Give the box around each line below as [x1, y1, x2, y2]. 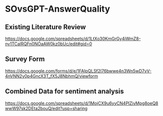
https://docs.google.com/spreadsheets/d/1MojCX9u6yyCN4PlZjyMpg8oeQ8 [5, 100, 159, 106]
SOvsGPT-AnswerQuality [5, 3, 110, 15]
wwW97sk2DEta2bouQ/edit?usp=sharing [5, 105, 88, 111]
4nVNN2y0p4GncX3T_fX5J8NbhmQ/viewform [5, 73, 98, 79]
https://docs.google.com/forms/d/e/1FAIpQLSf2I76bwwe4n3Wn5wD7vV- [5, 68, 152, 74]
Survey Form [5, 55, 45, 63]
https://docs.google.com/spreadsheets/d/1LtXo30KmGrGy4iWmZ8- [5, 36, 141, 41]
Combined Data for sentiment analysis [5, 87, 124, 96]
